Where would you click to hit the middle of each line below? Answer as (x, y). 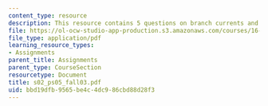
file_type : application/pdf (55, 38)
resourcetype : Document (48, 75)
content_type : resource (48, 16)
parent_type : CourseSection (55, 68)
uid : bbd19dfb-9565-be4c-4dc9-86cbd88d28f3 (82, 90)
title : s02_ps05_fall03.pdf (55, 82)
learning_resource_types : (51, 45)
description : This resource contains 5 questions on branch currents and (134, 23)
